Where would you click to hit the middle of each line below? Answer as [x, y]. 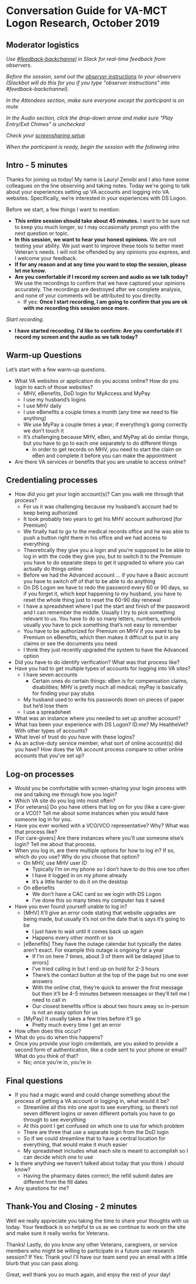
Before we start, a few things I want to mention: [63, 209]
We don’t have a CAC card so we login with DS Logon [97, 894]
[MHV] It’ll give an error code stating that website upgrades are [99, 913]
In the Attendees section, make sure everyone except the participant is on [95, 100]
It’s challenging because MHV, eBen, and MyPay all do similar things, [106, 437]
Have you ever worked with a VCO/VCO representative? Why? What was [102, 826]
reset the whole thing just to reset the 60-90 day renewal [92, 600]
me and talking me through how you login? [66, 795]
